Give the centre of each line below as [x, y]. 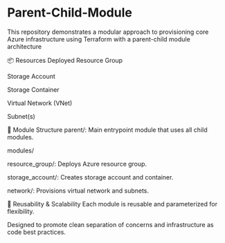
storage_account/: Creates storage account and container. [90, 177]
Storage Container [34, 89]
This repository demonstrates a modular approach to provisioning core [108, 32]
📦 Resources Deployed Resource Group [65, 60]
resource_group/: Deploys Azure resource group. [77, 164]
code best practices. [36, 232]
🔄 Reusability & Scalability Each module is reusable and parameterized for [112, 204]
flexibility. [21, 211]
